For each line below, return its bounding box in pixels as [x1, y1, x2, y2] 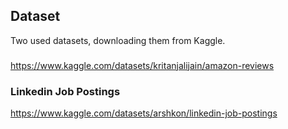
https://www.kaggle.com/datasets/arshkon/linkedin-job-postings [10, 107, 278, 119]
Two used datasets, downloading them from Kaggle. [10, 34, 226, 46]
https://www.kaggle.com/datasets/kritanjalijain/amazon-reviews [10, 59, 275, 71]
